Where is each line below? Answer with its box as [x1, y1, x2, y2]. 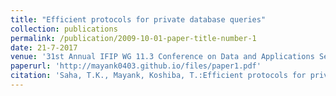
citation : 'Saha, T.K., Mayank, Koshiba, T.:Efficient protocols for [10, 71, 307, 81]
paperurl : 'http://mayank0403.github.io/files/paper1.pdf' [10, 61, 262, 71]
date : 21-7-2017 [10, 42, 78, 53]
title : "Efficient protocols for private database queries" [10, 14, 267, 25]
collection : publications [10, 24, 118, 34]
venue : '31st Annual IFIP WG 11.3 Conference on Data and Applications [10, 52, 315, 62]
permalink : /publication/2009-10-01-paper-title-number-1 [10, 33, 257, 43]
